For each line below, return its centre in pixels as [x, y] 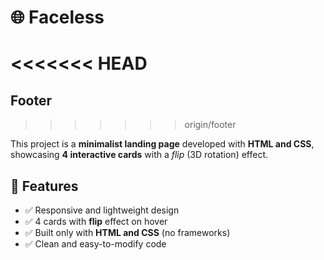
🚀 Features [44, 186]
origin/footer [210, 125]
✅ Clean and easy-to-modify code [95, 244]
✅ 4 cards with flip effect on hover [96, 221]
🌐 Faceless [57, 17]
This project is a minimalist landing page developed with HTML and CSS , [162, 144]
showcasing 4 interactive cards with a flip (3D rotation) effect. [139, 155]
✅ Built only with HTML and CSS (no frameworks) [127, 232]
